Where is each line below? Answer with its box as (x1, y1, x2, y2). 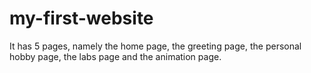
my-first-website (9, 7, 154, 30)
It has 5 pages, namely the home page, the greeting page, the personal (9, 40, 302, 52)
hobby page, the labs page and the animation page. (9, 50, 222, 62)
